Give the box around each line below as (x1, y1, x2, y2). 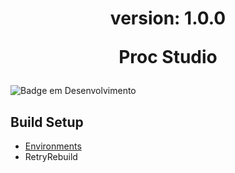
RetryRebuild (24, 151, 78, 162)
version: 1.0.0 (109, 7, 227, 30)
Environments (24, 140, 82, 152)
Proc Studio (118, 46, 218, 69)
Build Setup (10, 113, 84, 131)
